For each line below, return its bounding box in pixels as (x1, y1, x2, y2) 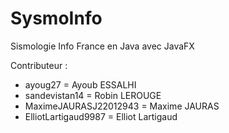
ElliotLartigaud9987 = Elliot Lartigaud (24, 110, 178, 122)
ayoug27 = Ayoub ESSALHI (24, 78, 137, 91)
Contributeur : (10, 59, 68, 71)
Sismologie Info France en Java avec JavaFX (10, 40, 195, 52)
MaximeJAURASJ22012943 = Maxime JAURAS (24, 100, 220, 112)
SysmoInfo (10, 7, 103, 30)
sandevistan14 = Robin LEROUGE (24, 89, 162, 101)
